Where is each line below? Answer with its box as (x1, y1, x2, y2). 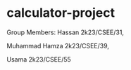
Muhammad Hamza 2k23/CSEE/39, (6, 41, 110, 50)
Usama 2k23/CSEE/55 (6, 55, 71, 64)
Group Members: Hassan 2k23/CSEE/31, (6, 28, 125, 36)
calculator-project (6, 5, 116, 21)
